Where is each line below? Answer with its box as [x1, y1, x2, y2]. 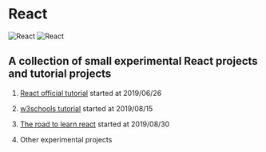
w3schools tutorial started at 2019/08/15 [19, 103, 153, 113]
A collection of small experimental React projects [8, 54, 258, 68]
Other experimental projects [19, 134, 113, 144]
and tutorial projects [8, 67, 112, 81]
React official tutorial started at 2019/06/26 [19, 88, 162, 98]
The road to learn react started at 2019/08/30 [19, 119, 170, 129]
